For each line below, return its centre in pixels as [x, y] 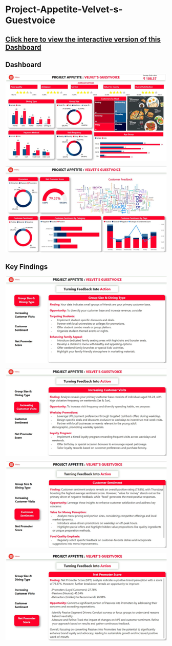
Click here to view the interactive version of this [83, 39]
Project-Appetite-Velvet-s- [64, 9]
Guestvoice [30, 20]
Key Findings [27, 267]
